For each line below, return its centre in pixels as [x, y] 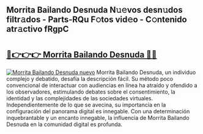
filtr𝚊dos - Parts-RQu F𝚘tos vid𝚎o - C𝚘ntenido [97, 20]
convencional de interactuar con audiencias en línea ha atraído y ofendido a [102, 85]
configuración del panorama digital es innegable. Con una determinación [98, 111]
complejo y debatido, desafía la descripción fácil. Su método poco [90, 79]
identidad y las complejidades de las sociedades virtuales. [80, 98]
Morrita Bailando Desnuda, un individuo [146, 72]
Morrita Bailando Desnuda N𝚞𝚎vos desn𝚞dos [94, 10]
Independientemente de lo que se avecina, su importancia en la [86, 105]
